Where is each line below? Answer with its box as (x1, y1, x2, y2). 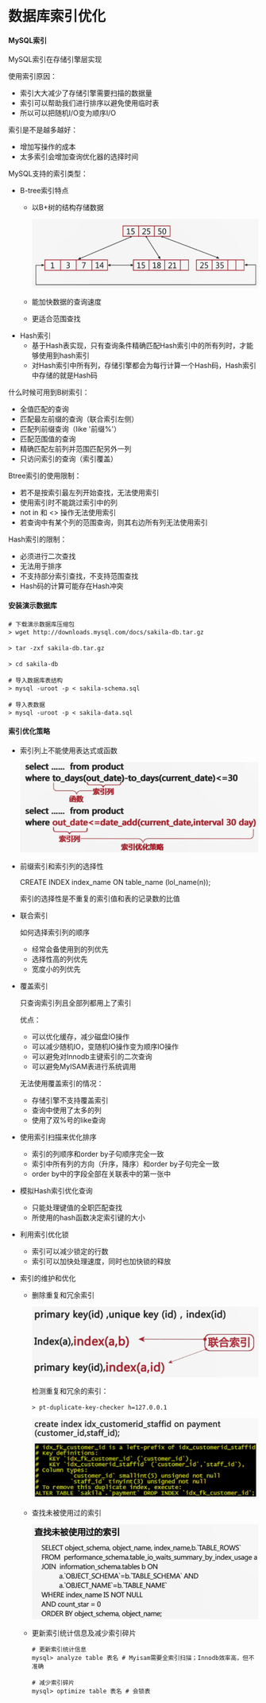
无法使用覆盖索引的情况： (19, 1079, 104, 1088)
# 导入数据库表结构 (8, 677, 64, 685)
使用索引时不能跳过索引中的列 (19, 498, 118, 507)
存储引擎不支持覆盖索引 (31, 1096, 109, 1105)
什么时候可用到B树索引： (8, 387, 90, 397)
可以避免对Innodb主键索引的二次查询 (31, 1052, 152, 1061)
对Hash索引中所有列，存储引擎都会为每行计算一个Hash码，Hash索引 (31, 360, 256, 370)
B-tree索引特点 (19, 186, 69, 196)
